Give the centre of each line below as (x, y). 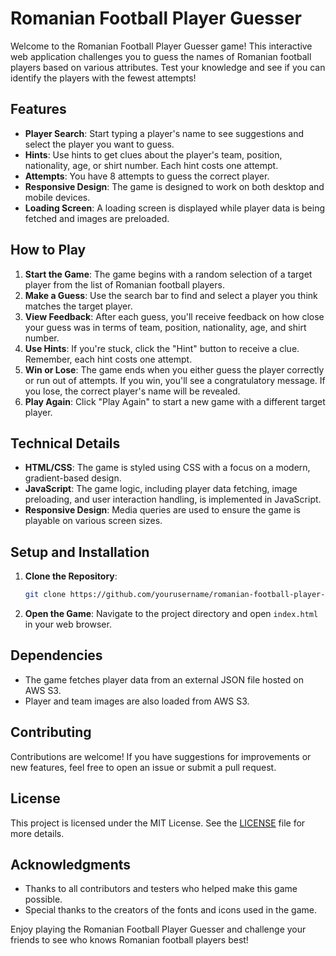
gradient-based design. (73, 478)
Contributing (51, 732)
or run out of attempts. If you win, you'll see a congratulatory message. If (175, 380)
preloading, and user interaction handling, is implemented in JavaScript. (173, 499)
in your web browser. (68, 624)
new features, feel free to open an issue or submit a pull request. (143, 767)
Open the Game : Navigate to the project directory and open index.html (171, 614)
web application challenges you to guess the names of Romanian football (161, 56)
